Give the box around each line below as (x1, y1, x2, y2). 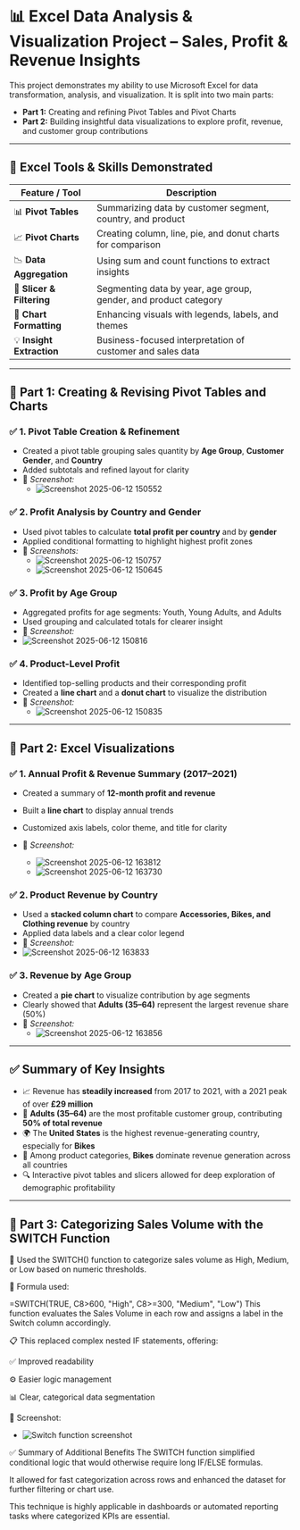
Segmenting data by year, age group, (96, 282, 253, 295)
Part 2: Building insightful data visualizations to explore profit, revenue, (21, 116, 284, 127)
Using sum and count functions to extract (96, 255, 271, 267)
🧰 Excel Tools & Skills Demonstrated (9, 160, 213, 175)
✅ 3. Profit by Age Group (9, 586, 118, 598)
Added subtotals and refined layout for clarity (21, 464, 189, 475)
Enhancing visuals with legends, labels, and (96, 308, 279, 321)
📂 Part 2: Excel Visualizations (9, 740, 176, 756)
